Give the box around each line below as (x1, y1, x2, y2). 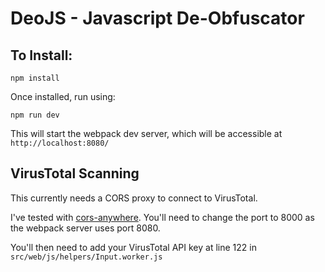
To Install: (10, 47, 73, 64)
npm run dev (10, 110, 60, 120)
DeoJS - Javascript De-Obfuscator (10, 7, 305, 30)
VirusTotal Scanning (10, 165, 140, 182)
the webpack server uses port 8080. (10, 222, 161, 234)
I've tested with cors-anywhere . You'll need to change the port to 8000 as (10, 211, 315, 223)
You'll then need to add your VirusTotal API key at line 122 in (10, 241, 257, 253)
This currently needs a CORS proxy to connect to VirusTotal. (10, 192, 258, 204)
